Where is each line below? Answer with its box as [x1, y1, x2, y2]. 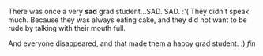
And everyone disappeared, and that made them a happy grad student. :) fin [8, 39, 256, 48]
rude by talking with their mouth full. [8, 24, 126, 32]
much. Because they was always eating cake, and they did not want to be [8, 15, 247, 24]
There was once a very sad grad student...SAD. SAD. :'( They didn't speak [8, 7, 250, 16]
